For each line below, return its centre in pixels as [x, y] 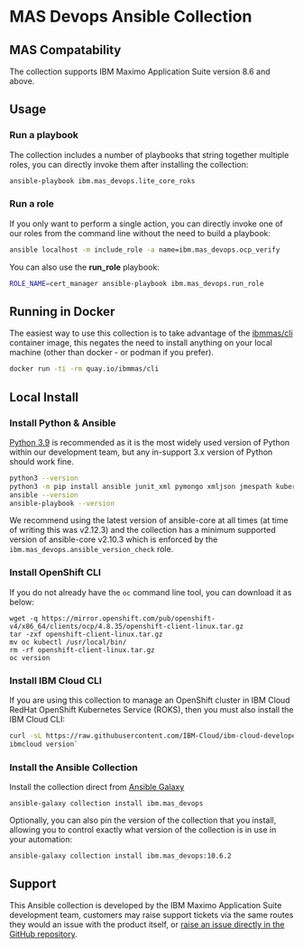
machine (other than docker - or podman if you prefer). [112, 353]
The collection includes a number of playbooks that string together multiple [149, 154]
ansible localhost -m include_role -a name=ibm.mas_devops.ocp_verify [145, 250]
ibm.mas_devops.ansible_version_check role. [92, 549]
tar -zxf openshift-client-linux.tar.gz [87, 634]
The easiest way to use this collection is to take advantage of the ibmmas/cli [151, 333]
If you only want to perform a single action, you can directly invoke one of [147, 224]
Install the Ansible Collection [73, 767]
